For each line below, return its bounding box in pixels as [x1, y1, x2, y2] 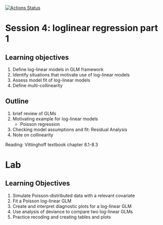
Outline [5, 97, 29, 106]
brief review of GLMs [12, 110, 56, 116]
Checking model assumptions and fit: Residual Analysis [12, 126, 127, 132]
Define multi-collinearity [12, 83, 63, 88]
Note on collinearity [12, 131, 54, 138]
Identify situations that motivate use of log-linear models [12, 72, 130, 78]
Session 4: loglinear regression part [5, 23, 158, 34]
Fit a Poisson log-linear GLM [12, 198, 72, 204]
